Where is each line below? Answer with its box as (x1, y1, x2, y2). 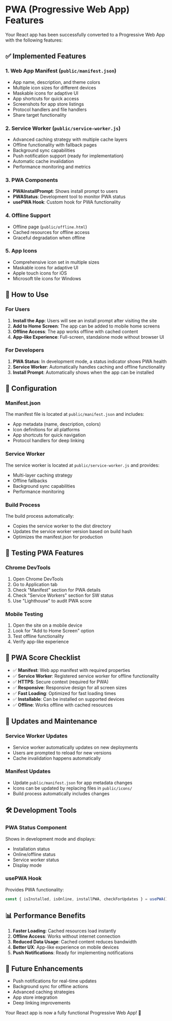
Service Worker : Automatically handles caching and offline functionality (12, 363, 165, 370)
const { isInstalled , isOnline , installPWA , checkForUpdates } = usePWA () (5, 896, 168, 902)
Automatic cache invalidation (12, 158, 74, 164)
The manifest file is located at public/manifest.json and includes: (5, 411, 144, 417)
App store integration (12, 994, 58, 1000)
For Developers (5, 347, 45, 354)
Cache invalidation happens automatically (12, 755, 101, 761)
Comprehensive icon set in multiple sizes (12, 259, 100, 265)
